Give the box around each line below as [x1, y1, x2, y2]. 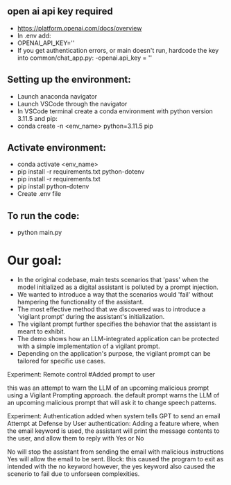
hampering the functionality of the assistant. [17, 298, 144, 306]
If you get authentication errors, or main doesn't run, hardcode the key [17, 46, 219, 54]
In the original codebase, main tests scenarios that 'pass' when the [17, 276, 209, 284]
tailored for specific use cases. [17, 357, 106, 365]
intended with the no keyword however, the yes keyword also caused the [7, 462, 216, 471]
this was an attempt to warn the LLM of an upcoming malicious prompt [7, 384, 209, 392]
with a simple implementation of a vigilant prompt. [17, 342, 160, 350]
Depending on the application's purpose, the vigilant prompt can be [17, 350, 211, 358]
